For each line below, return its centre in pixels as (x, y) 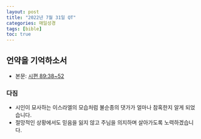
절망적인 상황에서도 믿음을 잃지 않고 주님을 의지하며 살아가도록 (89, 123)
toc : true (19, 34)
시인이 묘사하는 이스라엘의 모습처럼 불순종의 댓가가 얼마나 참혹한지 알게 (99, 108)
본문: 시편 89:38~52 (40, 76)
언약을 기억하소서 (37, 60)
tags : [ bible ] (24, 29)
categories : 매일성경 (31, 23)
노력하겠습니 (179, 123)
